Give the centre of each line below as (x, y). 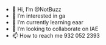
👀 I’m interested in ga (39, 16)
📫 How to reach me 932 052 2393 (56, 36)
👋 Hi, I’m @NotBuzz (37, 9)
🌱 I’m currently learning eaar (48, 22)
